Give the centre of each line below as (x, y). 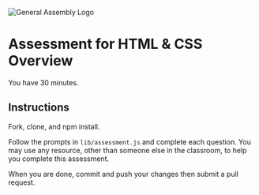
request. (22, 182)
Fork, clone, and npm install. (54, 126)
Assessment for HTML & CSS (105, 44)
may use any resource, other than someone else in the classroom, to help (128, 150)
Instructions (39, 108)
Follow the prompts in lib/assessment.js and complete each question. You (129, 141)
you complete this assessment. (58, 159)
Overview (41, 61)
